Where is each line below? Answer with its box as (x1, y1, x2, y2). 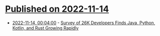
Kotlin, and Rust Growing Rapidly (12, 25, 79, 31)
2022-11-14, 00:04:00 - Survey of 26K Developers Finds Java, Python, (12, 20, 156, 26)
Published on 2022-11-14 (5, 3, 109, 15)
